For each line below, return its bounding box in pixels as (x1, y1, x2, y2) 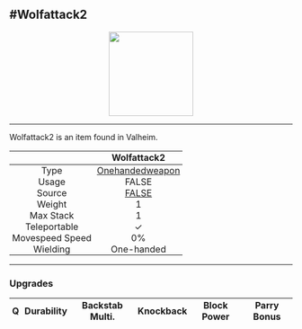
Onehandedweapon (96, 164, 181, 176)
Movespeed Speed (12, 232, 93, 244)
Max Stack (29, 209, 75, 221)
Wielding (32, 243, 71, 255)
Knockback (138, 305, 188, 317)
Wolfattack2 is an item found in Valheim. (9, 131, 159, 142)
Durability (23, 305, 67, 317)
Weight (37, 198, 67, 210)
